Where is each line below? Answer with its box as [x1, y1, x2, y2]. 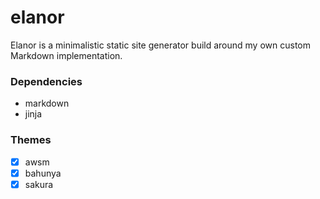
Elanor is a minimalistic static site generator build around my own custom [10, 39, 311, 51]
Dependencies [10, 74, 83, 88]
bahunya [24, 167, 62, 179]
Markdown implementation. [10, 49, 123, 61]
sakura [24, 178, 54, 190]
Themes [10, 133, 52, 147]
